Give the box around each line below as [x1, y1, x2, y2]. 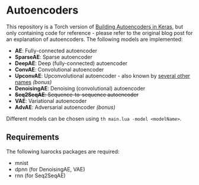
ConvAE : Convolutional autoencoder [14, 66, 104, 73]
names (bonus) [14, 78, 52, 86]
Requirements [6, 132, 59, 142]
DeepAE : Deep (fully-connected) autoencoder [14, 60, 128, 67]
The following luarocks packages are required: [6, 148, 120, 155]
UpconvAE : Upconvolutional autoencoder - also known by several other [14, 72, 191, 79]
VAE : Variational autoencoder [14, 97, 87, 104]
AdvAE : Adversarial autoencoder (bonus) [14, 103, 115, 111]
